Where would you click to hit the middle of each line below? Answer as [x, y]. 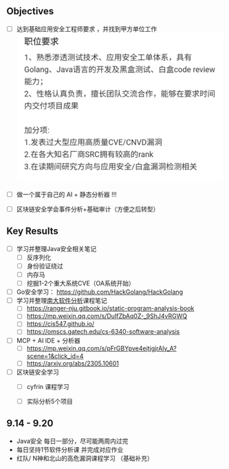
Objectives [30, 11]
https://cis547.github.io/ [60, 324]
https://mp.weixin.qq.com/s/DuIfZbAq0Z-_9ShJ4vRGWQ [107, 316]
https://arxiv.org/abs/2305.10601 [73, 363]
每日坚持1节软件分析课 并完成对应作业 [70, 449]
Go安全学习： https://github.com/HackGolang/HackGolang [100, 292]
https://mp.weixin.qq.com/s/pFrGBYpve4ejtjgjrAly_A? [101, 348]
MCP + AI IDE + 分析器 [48, 340]
